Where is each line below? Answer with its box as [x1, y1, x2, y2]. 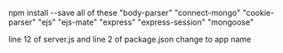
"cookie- [242, 8, 275, 18]
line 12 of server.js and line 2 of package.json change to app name [8, 34, 252, 44]
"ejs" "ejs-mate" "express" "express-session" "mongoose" [37, 17, 255, 27]
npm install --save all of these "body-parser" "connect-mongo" [8, 8, 241, 18]
